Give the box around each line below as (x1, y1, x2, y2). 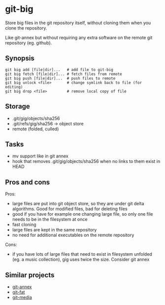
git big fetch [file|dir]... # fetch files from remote (5, 72, 122, 76)
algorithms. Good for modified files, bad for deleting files (12, 206, 128, 212)
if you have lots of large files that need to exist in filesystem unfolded (12, 251, 153, 257)
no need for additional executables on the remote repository (12, 232, 134, 238)
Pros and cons (5, 178, 50, 186)
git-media (12, 295, 32, 300)
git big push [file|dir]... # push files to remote (5, 76, 116, 81)
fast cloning (12, 222, 36, 228)
